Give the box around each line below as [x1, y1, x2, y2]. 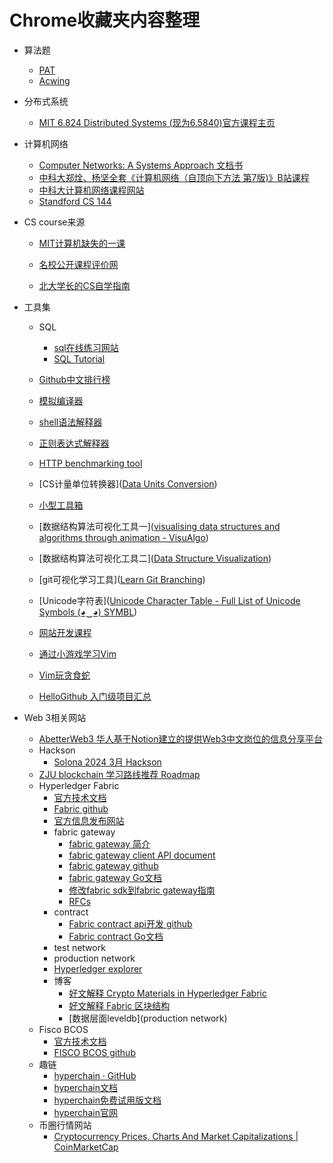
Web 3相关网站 [23, 711, 87, 723]
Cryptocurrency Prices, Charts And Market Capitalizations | [53, 1130, 299, 1142]
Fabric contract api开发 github [68, 917, 193, 930]
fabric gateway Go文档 [68, 871, 162, 883]
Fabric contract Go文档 [68, 930, 164, 942]
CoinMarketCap [53, 1141, 119, 1153]
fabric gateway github [68, 859, 159, 871]
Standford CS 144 [38, 195, 112, 207]
